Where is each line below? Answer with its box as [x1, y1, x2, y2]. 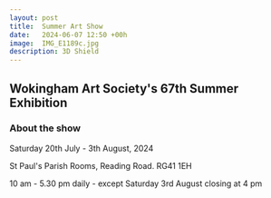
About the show [9, 122, 82, 134]
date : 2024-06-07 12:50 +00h [9, 30, 128, 39]
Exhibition [9, 94, 68, 110]
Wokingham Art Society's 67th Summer [9, 81, 239, 96]
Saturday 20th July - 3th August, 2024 [9, 143, 154, 153]
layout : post [9, 13, 59, 23]
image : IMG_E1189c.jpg [9, 38, 100, 48]
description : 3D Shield [9, 47, 100, 56]
